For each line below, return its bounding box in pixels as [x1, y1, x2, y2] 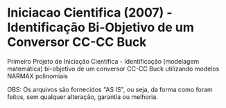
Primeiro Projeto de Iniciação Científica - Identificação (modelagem [7, 57, 200, 65]
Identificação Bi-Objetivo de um [7, 19, 194, 35]
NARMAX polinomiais [7, 71, 68, 80]
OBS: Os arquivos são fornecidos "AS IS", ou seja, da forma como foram [7, 85, 213, 93]
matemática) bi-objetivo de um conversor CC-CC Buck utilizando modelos [7, 64, 220, 73]
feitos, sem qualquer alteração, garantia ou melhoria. [7, 92, 158, 101]
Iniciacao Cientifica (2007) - [7, 5, 173, 21]
